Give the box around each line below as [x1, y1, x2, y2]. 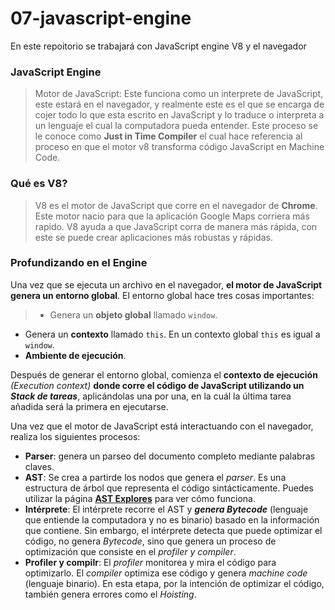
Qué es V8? [10, 177, 68, 191]
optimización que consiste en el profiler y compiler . [24, 545, 237, 557]
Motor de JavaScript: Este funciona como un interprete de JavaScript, [34, 88, 324, 100]
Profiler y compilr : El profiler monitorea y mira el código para [24, 556, 277, 568]
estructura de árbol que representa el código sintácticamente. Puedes [24, 482, 314, 494]
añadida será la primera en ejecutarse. [10, 400, 169, 412]
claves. [24, 460, 55, 472]
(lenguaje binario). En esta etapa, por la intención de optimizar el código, [24, 577, 325, 589]
